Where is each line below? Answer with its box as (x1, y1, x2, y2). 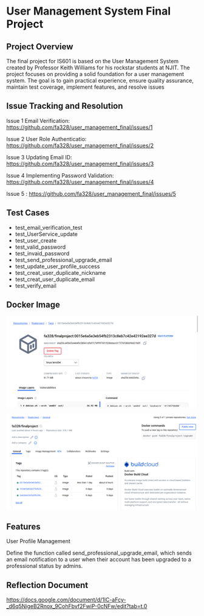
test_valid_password (15, 243, 66, 251)
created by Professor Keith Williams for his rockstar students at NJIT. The (6, 64, 190, 71)
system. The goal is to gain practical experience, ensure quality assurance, (6, 77, 194, 84)
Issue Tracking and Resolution (6, 101, 123, 111)
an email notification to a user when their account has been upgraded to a (6, 556, 191, 563)
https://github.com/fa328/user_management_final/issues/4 (6, 178, 154, 185)
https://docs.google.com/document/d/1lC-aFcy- (6, 596, 126, 603)
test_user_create (15, 237, 57, 244)
